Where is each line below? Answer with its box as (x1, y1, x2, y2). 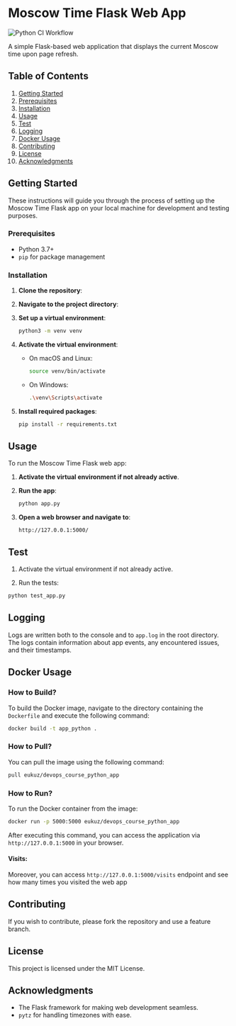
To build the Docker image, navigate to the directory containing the (8, 704, 204, 712)
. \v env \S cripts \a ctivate (28, 394, 103, 401)
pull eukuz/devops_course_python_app (8, 771, 120, 779)
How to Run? (8, 788, 52, 798)
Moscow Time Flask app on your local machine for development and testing (8, 203, 230, 212)
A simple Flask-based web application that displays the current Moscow (8, 42, 219, 50)
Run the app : (18, 487, 57, 495)
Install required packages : (18, 407, 98, 415)
